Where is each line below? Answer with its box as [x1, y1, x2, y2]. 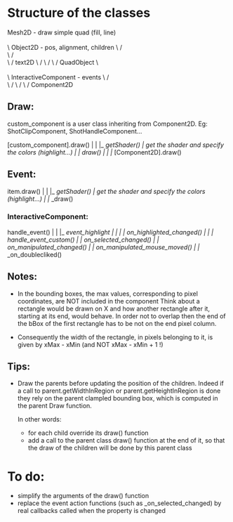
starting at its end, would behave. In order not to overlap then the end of [17, 311, 226, 320]
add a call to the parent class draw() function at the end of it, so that [27, 436, 225, 445]
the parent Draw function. [17, 402, 93, 410]
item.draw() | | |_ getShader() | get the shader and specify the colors [7, 187, 206, 195]
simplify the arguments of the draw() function [17, 492, 149, 500]
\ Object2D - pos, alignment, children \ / [7, 43, 123, 51]
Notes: [7, 270, 37, 282]
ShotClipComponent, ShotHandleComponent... [7, 126, 142, 135]
